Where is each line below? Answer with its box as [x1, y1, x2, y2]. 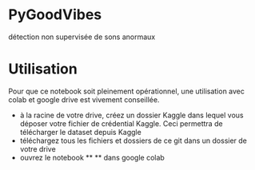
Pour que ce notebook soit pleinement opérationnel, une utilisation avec [8, 86, 245, 96]
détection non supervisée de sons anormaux [8, 32, 156, 42]
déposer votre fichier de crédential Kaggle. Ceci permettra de [19, 118, 223, 128]
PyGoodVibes [8, 6, 102, 24]
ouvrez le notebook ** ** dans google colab [19, 152, 165, 162]
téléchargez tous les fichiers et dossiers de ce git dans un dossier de [19, 136, 248, 145]
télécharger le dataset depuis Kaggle [19, 127, 141, 136]
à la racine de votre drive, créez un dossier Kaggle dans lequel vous [19, 110, 244, 120]
